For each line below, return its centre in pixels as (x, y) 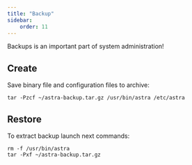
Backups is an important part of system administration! (86, 47)
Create (22, 68)
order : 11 (34, 26)
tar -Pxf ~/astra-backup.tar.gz (54, 155)
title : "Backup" (31, 14)
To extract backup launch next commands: (69, 136)
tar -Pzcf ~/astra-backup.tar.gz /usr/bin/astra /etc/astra (96, 98)
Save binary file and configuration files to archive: (78, 85)
